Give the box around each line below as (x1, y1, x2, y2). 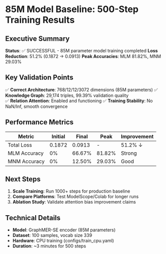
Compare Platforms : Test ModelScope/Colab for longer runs (12, 194, 139, 200)
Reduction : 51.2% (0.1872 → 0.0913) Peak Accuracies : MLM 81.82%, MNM (5, 53, 161, 59)
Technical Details (5, 213, 61, 222)
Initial (51, 133, 65, 140)
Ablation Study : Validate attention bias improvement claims (12, 199, 136, 205)
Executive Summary (5, 34, 70, 43)
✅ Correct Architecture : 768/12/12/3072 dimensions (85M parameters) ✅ (5, 87, 158, 93)
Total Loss (8, 141, 32, 148)
